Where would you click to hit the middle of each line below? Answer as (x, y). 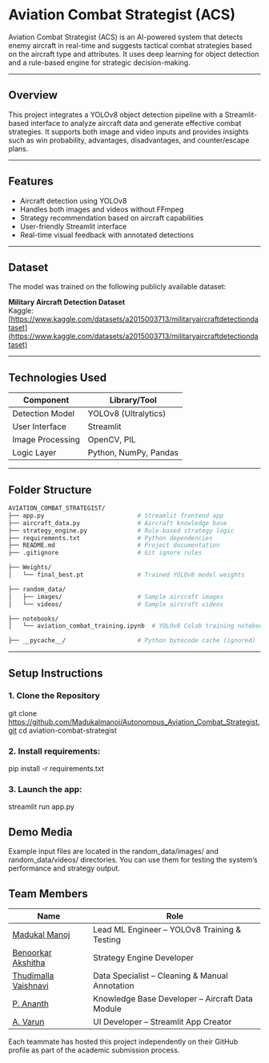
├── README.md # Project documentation (114, 546)
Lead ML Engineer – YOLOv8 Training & (167, 930)
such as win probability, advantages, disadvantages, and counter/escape (129, 140)
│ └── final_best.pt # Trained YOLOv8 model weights (127, 575)
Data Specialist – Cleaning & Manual (161, 976)
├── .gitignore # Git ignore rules (105, 553)
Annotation (114, 986)
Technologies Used (57, 377)
